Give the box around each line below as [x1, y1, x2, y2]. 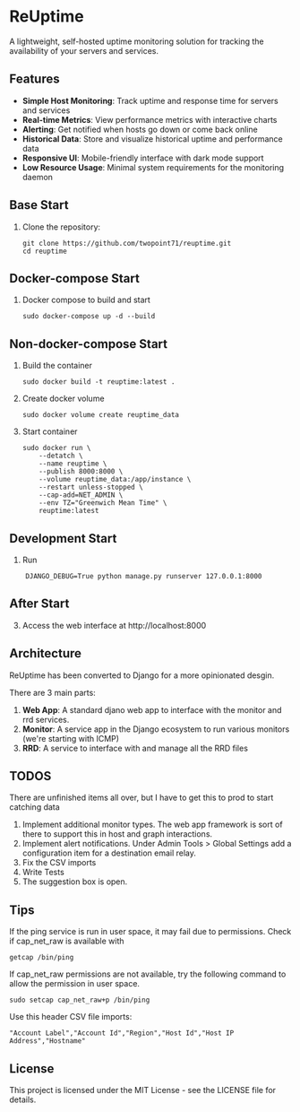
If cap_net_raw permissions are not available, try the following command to [9, 969, 287, 979]
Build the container [21, 361, 92, 371]
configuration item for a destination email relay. [21, 847, 197, 858]
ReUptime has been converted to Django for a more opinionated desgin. [9, 670, 275, 681]
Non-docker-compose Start [9, 336, 168, 352]
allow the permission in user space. [9, 978, 141, 989]
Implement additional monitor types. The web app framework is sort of [21, 819, 284, 830]
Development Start [9, 531, 117, 546]
